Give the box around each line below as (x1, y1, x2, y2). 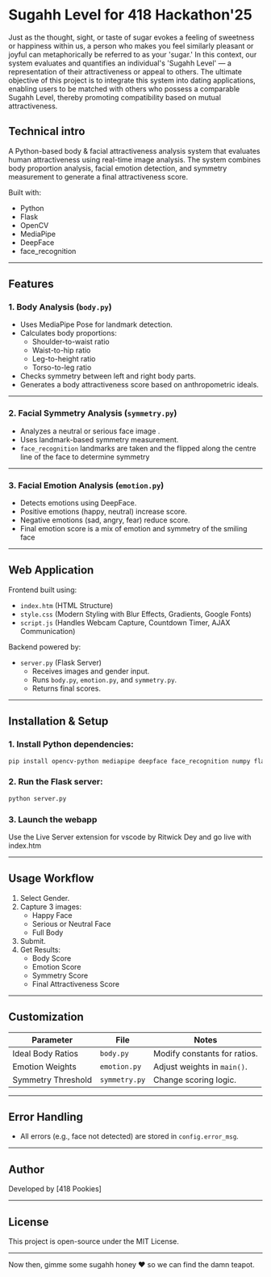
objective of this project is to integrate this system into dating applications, (8, 75, 256, 85)
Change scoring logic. (152, 1074, 236, 1085)
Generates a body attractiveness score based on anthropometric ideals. (19, 380, 260, 390)
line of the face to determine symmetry (19, 451, 150, 462)
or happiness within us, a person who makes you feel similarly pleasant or (8, 40, 254, 50)
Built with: (8, 188, 42, 197)
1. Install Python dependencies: (8, 738, 135, 750)
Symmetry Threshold (12, 1074, 93, 1085)
